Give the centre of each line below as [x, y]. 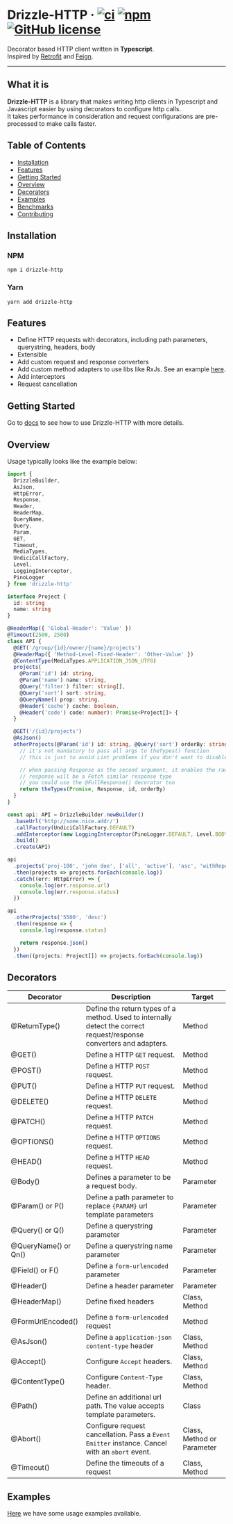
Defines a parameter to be [128, 1177]
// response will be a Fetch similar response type [96, 776]
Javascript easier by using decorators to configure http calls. [94, 108]
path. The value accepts [125, 1406]
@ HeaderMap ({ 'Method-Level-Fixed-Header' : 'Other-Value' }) [104, 654]
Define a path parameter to [130, 1197]
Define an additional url [123, 1397]
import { [20, 474]
